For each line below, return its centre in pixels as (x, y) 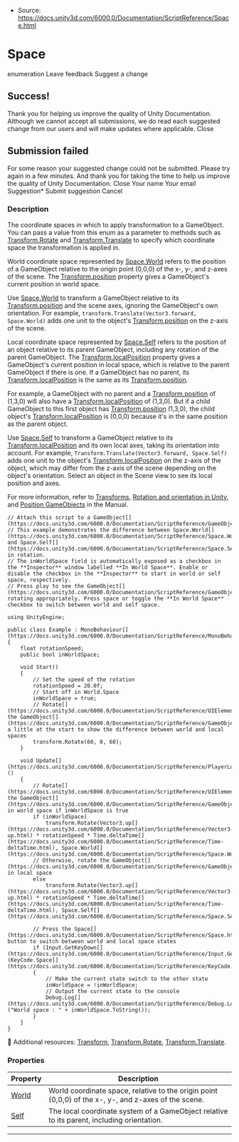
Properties (26, 1060)
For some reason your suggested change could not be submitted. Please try (119, 168)
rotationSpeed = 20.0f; (68, 686)
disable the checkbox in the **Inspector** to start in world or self (114, 573)
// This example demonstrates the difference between (89, 530)
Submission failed (48, 151)
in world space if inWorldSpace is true (68, 810)
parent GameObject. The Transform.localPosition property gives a (104, 357)
